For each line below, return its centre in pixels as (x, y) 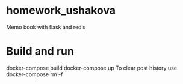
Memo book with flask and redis (46, 27)
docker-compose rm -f (35, 74)
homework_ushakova (61, 10)
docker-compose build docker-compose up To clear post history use (92, 68)
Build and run (40, 51)
